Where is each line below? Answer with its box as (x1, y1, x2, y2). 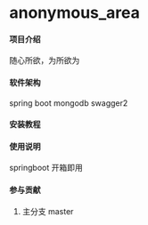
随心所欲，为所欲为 (9, 55, 80, 66)
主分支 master (21, 205, 74, 216)
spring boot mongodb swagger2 (9, 97, 128, 108)
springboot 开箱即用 (9, 163, 83, 173)
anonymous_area (9, 3, 141, 23)
